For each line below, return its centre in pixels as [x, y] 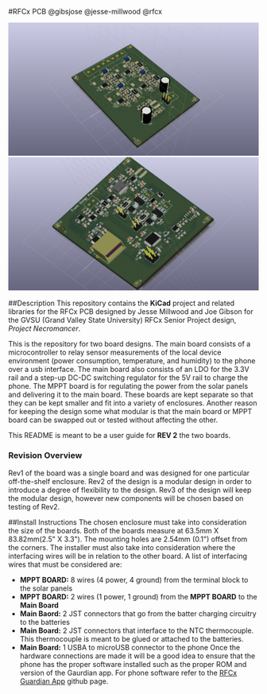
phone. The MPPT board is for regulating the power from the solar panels [128, 386]
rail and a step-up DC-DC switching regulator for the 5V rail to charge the [128, 378]
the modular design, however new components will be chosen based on [126, 498]
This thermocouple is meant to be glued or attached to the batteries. [132, 638]
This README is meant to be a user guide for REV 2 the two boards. [120, 435]
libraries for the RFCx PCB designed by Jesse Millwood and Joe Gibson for [131, 311]
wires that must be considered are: [65, 564]
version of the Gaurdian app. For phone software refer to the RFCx [128, 673]
